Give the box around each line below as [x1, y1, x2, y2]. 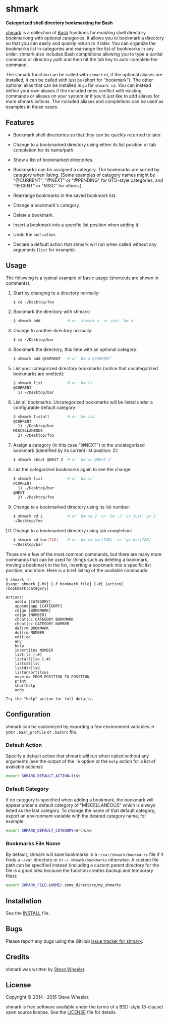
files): [6, 873, 18, 879]
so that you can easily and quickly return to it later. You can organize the [6, 40, 156, 46]
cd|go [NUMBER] [15, 612, 47, 618]
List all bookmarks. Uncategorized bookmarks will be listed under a [13, 399, 153, 405]
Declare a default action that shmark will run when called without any [13, 241, 157, 247]
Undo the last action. [13, 231, 57, 237]
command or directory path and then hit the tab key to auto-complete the [6, 56, 158, 62]
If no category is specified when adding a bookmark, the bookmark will [6, 797, 154, 803]
